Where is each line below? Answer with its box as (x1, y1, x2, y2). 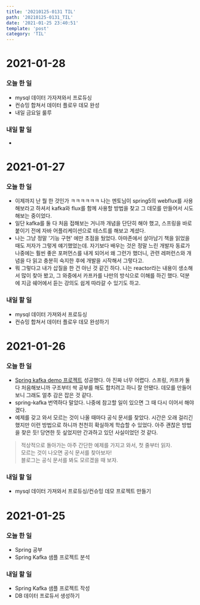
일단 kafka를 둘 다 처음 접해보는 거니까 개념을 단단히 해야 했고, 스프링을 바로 (14, 219, 192, 227)
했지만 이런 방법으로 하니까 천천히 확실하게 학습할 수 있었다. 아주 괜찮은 (14, 421, 181, 429)
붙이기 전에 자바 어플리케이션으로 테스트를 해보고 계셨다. (14, 227, 146, 234)
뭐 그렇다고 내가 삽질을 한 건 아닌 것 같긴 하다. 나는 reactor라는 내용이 (14, 264, 177, 272)
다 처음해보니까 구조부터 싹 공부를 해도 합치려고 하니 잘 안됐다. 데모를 (14, 384, 176, 392)
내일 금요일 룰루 (14, 109, 52, 116)
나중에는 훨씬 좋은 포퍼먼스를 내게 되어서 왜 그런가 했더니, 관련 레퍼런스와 (14, 249, 186, 257)
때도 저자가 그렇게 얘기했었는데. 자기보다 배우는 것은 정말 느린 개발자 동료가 (14, 242, 190, 249)
